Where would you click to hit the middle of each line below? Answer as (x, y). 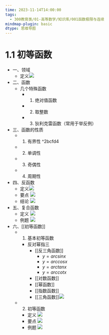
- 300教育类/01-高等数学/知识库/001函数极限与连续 (57, 19)
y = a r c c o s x (55, 262)
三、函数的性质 (28, 130)
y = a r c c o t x (54, 272)
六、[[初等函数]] (29, 227)
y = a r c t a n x (54, 267)
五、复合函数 (25, 208)
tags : (11, 15)
